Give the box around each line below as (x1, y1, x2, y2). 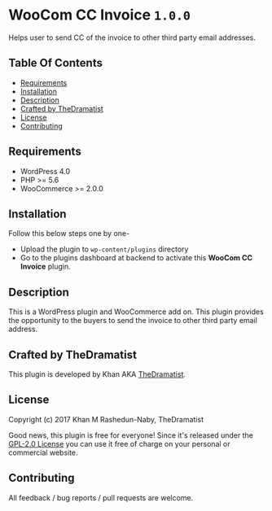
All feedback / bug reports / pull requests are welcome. (8, 492, 194, 502)
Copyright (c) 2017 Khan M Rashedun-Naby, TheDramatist (8, 414, 204, 424)
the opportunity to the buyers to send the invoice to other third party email (8, 316, 258, 325)
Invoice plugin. (20, 262, 71, 272)
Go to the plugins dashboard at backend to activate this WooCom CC (20, 253, 253, 263)
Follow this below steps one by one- (8, 229, 130, 238)
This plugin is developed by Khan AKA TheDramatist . (8, 369, 186, 379)
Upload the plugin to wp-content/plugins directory (20, 244, 189, 254)
